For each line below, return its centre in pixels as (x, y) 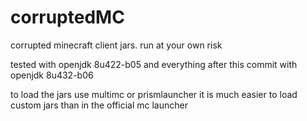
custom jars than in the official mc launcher (99, 105)
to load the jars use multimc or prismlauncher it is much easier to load (154, 94)
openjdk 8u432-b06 (52, 75)
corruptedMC (67, 17)
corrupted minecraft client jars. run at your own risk (116, 45)
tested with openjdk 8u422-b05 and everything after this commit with (154, 64)
